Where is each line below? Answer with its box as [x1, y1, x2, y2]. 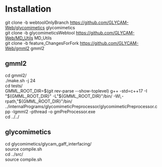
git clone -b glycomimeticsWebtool [5, 30, 75, 36]
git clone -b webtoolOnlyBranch [5, 19, 69, 25]
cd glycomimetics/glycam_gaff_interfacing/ [5, 141, 92, 147]
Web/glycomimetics [5, 24, 45, 30]
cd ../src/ [5, 151, 23, 157]
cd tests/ [5, 83, 23, 89]
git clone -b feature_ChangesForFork [5, 40, 79, 46]
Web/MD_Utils [5, 35, 34, 41]
